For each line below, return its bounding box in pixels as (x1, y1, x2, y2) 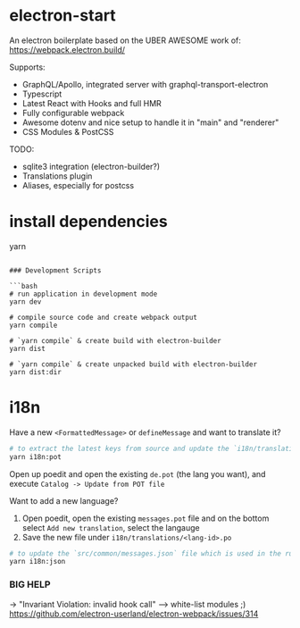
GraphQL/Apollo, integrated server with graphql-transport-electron (21, 79, 269, 89)
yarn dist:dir (9, 367, 62, 376)
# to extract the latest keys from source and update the (9, 444, 229, 453)
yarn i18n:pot (9, 452, 62, 461)
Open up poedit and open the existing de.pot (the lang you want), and (9, 468, 266, 479)
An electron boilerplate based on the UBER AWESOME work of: (9, 35, 241, 46)
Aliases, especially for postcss (21, 180, 135, 190)
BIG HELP (9, 578, 51, 590)
